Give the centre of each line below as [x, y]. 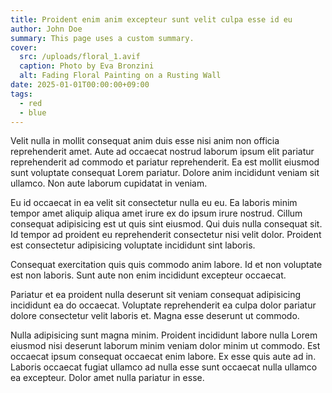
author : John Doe [46, 29]
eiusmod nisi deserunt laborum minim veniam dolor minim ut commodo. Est [165, 346]
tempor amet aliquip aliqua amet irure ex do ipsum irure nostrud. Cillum [156, 213]
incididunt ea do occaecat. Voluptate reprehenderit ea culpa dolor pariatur [163, 305]
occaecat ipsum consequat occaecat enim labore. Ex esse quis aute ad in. [163, 357]
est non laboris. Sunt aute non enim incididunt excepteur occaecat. [148, 275]
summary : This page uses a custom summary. [102, 38]
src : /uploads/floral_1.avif [80, 57]
